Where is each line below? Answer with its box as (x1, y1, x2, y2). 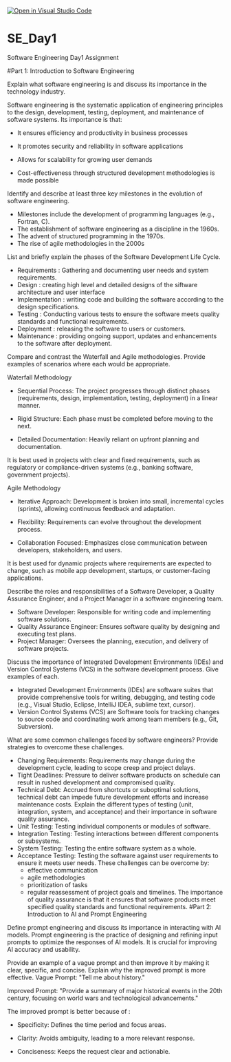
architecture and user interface (16, 288, 105, 296)
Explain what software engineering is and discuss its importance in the (7, 80, 208, 88)
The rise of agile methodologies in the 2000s (16, 239, 145, 247)
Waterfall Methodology (7, 373, 72, 382)
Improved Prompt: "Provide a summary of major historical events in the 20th (7, 986, 223, 995)
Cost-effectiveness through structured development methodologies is (16, 169, 215, 177)
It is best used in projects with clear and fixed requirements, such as (7, 455, 201, 464)
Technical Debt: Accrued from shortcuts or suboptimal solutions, (16, 785, 201, 793)
